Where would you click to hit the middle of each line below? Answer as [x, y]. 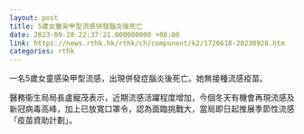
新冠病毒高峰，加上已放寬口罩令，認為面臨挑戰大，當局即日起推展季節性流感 [152, 109]
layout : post [34, 18]
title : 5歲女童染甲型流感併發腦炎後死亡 [76, 26]
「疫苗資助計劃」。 [43, 120]
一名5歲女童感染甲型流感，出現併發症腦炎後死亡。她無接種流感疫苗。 [139, 79]
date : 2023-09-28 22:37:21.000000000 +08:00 [95, 34]
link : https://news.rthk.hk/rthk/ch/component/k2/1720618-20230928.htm [147, 43]
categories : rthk [42, 52]
